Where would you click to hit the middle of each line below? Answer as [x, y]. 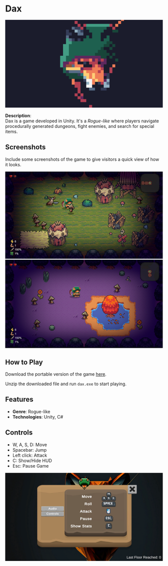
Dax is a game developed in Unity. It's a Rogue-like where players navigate [82, 121]
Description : [18, 115]
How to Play [24, 362]
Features [19, 399]
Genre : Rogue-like [31, 411]
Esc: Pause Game [30, 466]
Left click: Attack [30, 455]
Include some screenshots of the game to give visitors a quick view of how [82, 159]
